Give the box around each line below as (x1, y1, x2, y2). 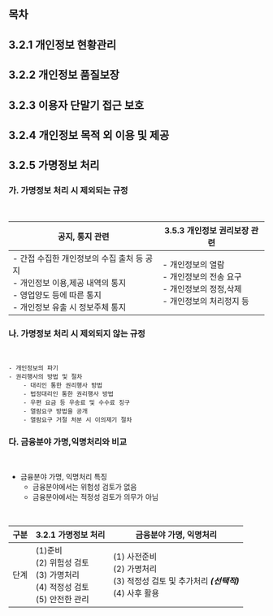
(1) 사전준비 (113, 551, 158, 562)
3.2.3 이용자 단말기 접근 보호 (8, 98, 145, 112)
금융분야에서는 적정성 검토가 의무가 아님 (32, 492, 159, 502)
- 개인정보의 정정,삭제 (162, 283, 242, 294)
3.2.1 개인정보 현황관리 (8, 37, 117, 51)
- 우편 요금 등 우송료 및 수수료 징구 (23, 398, 131, 406)
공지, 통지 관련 (57, 231, 110, 242)
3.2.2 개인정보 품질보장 (8, 68, 120, 82)
